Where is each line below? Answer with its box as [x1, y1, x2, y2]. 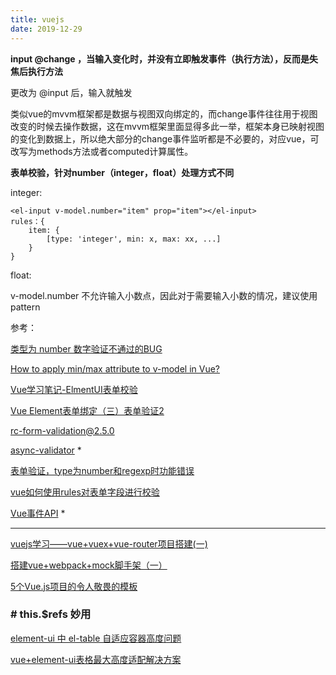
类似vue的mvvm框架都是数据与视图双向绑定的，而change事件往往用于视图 [10, 107, 318, 120]
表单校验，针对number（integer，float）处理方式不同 [10, 166, 235, 178]
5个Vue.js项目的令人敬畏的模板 [10, 580, 138, 592]
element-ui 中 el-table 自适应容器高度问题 [10, 632, 182, 644]
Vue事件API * [10, 507, 66, 519]
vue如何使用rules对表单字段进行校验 [10, 486, 160, 498]
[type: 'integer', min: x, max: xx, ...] [46, 234, 222, 244]
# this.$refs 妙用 [10, 607, 92, 621]
